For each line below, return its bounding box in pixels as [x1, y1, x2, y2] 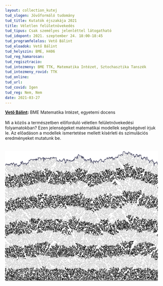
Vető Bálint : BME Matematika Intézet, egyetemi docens [5, 109, 115, 115]
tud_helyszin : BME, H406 [5, 49, 55, 54]
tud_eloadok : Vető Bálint [5, 44, 57, 49]
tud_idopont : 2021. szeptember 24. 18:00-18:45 [5, 34, 103, 38]
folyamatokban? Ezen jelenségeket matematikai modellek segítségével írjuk [5, 125, 156, 131]
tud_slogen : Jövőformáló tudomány [5, 13, 75, 18]
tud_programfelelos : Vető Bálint [5, 39, 73, 44]
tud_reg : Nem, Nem [5, 90, 42, 95]
